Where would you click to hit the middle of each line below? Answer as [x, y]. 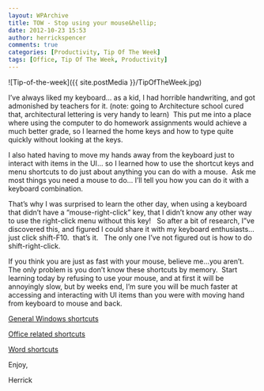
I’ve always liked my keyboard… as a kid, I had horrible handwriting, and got [132, 97]
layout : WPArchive [38, 15]
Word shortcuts [34, 349]
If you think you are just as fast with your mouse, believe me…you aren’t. [126, 261]
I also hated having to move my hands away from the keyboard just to [121, 154]
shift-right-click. [34, 245]
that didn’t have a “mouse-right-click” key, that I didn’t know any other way [130, 212]
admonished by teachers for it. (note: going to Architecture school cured [126, 106]
